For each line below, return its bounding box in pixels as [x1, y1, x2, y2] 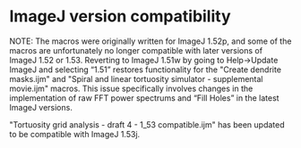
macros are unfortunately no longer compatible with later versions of [9, 45, 262, 55]
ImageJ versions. [9, 102, 73, 112]
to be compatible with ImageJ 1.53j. [9, 128, 141, 139]
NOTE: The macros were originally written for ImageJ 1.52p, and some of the [9, 36, 292, 46]
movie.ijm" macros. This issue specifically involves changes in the [9, 83, 254, 94]
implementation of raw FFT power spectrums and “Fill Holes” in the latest [9, 92, 279, 103]
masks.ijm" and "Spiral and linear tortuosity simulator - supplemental [9, 73, 263, 84]
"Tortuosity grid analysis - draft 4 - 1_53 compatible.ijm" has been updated [9, 119, 285, 130]
